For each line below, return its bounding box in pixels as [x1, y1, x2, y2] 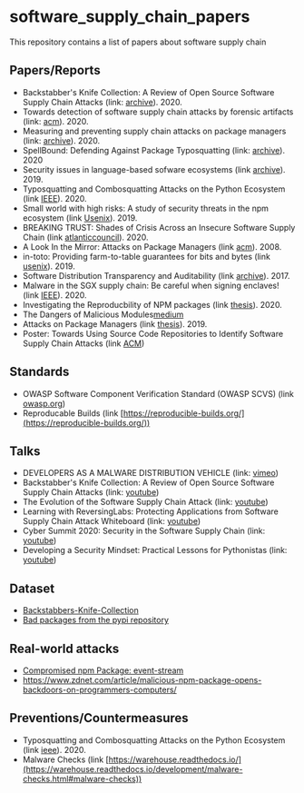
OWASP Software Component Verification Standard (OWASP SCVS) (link [22, 388, 295, 399]
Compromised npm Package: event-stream [22, 665, 184, 676]
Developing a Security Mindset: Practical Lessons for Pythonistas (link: [22, 545, 288, 556]
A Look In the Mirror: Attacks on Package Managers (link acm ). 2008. [22, 241, 282, 252]
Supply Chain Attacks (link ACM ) [22, 338, 145, 349]
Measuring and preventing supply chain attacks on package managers [22, 125, 287, 136]
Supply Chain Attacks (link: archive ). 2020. [22, 96, 183, 107]
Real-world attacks [9, 640, 120, 656]
